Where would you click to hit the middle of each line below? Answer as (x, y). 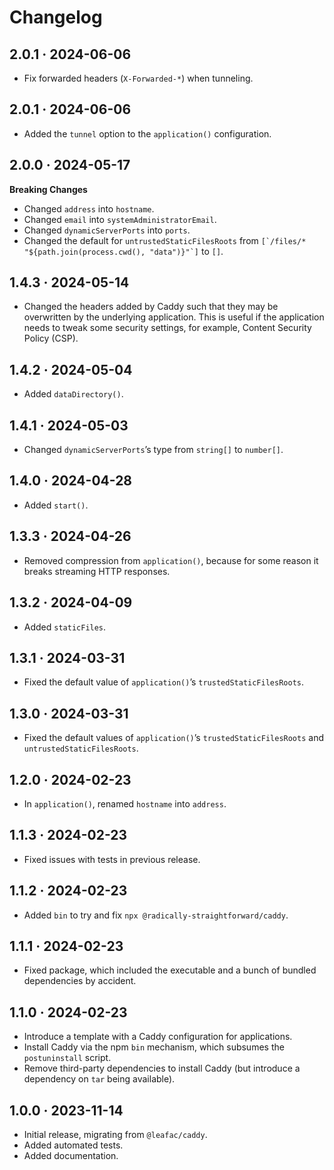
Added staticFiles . (65, 627)
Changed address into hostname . (89, 208)
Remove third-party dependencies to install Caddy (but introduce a (162, 1068)
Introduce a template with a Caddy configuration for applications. (158, 1037)
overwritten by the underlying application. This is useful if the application (174, 317)
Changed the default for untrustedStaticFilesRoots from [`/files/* (165, 240)
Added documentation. (71, 1155)
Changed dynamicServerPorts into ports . (107, 230)
